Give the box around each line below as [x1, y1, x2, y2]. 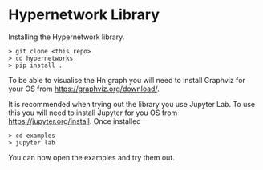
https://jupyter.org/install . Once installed [8, 116, 142, 125]
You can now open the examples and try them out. [8, 152, 175, 162]
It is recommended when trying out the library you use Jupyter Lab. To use [8, 99, 256, 109]
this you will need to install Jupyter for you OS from [8, 108, 178, 117]
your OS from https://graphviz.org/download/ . [8, 84, 160, 93]
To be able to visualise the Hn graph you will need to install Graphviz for [8, 75, 246, 85]
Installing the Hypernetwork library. [8, 32, 125, 42]
